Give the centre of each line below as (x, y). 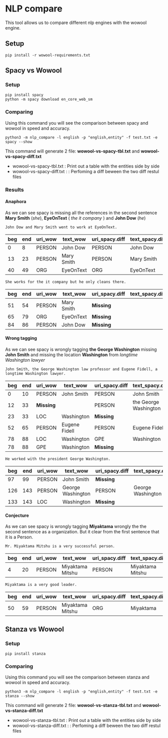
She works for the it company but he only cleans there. (66, 282)
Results (14, 190)
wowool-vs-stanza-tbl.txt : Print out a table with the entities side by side (87, 720)
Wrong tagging (21, 338)
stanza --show (20, 696)
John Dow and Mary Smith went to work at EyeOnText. (61, 227)
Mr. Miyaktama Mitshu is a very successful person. (60, 546)
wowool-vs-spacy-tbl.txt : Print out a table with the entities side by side (86, 166)
